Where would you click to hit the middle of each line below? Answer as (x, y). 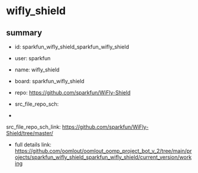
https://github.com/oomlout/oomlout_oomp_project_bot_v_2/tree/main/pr (103, 151)
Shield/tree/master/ (30, 133)
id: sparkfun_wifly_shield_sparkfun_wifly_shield (72, 47)
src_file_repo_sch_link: (33, 127)
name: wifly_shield (37, 70)
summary (24, 33)
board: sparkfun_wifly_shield (49, 81)
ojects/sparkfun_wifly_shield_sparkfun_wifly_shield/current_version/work (103, 157)
